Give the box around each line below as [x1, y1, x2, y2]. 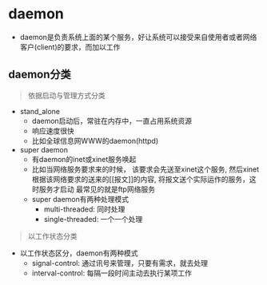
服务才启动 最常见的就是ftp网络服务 [38, 184, 156, 194]
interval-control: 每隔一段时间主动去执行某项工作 [31, 268, 192, 278]
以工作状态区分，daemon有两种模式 [19, 248, 138, 258]
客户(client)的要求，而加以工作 [19, 42, 121, 52]
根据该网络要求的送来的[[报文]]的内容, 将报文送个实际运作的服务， [31, 174, 249, 184]
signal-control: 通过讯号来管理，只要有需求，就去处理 [31, 258, 208, 267]
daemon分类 [8, 68, 72, 81]
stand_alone [19, 106, 61, 116]
